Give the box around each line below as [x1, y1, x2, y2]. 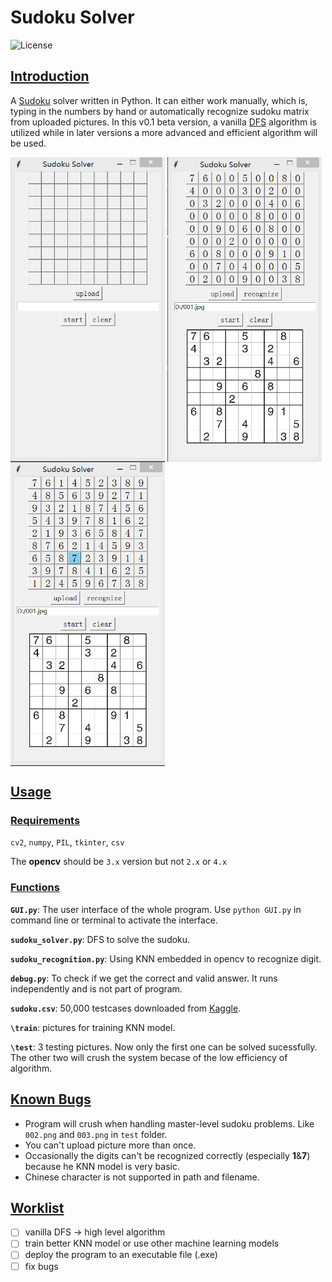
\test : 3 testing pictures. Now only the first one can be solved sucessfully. [10, 1041, 318, 1053]
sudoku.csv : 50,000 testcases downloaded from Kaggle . [10, 1002, 242, 1014]
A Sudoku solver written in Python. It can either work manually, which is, [10, 94, 308, 106]
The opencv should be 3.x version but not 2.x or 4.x [10, 856, 228, 868]
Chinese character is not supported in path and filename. [24, 1171, 260, 1183]
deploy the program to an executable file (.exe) [24, 1249, 218, 1261]
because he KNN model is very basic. [24, 1160, 180, 1172]
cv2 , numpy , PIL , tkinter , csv [10, 836, 125, 848]
